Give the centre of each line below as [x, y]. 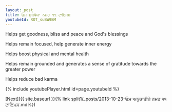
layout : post [19, 10]
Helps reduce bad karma [32, 79]
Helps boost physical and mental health [47, 54]
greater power [20, 69]
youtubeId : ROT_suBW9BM [31, 19]
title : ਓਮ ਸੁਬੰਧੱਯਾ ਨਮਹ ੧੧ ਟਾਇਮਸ [38, 15]
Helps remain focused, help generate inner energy [59, 44]
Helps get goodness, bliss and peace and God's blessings [67, 34]
